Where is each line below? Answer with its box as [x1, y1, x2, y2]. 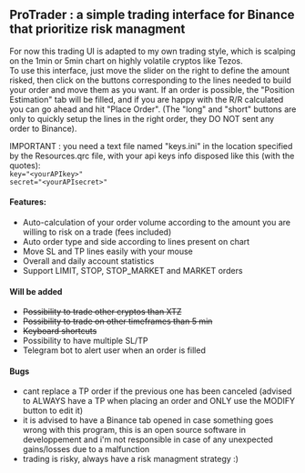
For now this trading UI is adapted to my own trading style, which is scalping [9, 45, 296, 56]
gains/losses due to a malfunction [22, 444, 150, 455]
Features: [9, 196, 47, 207]
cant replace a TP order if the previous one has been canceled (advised [22, 386, 292, 397]
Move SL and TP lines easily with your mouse [22, 246, 194, 257]
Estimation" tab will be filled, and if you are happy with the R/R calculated [9, 94, 284, 105]
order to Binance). [9, 123, 77, 134]
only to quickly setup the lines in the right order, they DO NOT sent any [9, 113, 275, 124]
